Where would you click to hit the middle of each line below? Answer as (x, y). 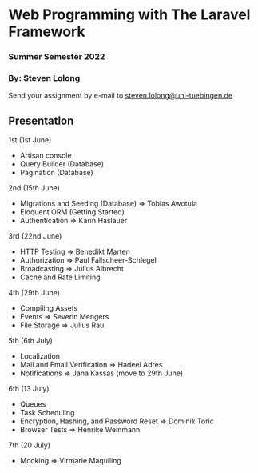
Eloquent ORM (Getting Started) (72, 212)
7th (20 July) (29, 445)
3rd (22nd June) (35, 236)
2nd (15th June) (34, 188)
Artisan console (46, 156)
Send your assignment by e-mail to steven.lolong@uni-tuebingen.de (121, 96)
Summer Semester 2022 (57, 57)
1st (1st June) (30, 140)
